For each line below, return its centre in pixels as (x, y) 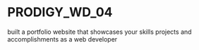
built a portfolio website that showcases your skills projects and (99, 32)
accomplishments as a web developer (62, 39)
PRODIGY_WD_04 (60, 12)
